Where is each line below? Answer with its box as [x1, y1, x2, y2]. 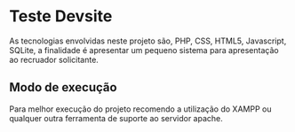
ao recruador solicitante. [9, 54, 100, 65]
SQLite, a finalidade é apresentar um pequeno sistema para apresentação [9, 44, 279, 55]
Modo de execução [9, 80, 117, 95]
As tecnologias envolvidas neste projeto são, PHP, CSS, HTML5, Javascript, [9, 35, 287, 46]
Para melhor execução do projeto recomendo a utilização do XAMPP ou [9, 104, 272, 114]
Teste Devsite [9, 6, 113, 27]
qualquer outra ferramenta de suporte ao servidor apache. [9, 113, 224, 123]
